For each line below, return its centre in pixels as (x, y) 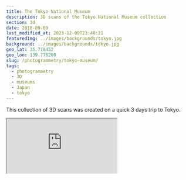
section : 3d (21, 22)
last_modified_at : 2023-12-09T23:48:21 (55, 33)
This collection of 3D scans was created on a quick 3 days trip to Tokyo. (93, 109)
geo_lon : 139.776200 (31, 55)
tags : (13, 66)
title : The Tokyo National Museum (48, 11)
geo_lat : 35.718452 (30, 50)
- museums (23, 82)
